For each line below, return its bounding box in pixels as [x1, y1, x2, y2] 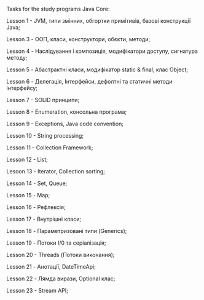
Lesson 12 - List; [6, 156, 48, 163]
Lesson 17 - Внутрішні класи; [6, 215, 82, 223]
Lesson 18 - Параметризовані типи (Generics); [6, 227, 127, 234]
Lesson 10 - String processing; [6, 132, 84, 139]
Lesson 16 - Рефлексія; [6, 203, 66, 211]
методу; [6, 54, 28, 61]
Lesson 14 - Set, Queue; [6, 180, 68, 187]
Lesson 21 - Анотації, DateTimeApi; [6, 263, 96, 270]
